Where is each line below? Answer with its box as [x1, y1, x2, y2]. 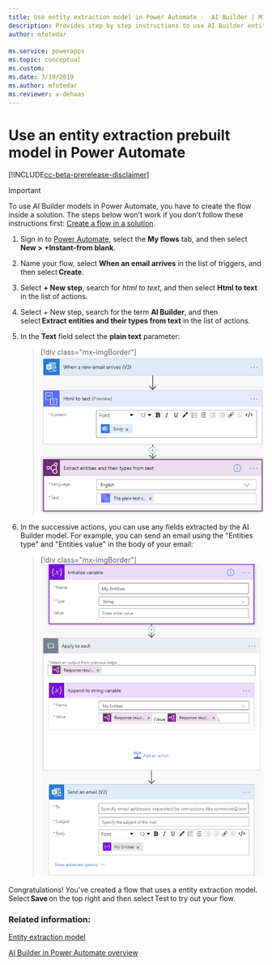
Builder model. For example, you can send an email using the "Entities [19, 530, 253, 540]
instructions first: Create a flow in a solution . [8, 219, 156, 229]
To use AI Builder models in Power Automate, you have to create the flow [8, 201, 252, 211]
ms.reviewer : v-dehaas [8, 90, 85, 98]
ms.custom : [8, 65, 45, 73]
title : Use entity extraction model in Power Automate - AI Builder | [8, 13, 255, 21]
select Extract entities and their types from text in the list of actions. [19, 316, 251, 326]
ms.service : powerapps [8, 47, 85, 56]
